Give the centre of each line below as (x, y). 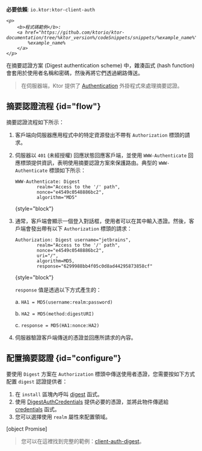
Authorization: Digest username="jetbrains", (73, 240)
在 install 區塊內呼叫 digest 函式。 (59, 394)
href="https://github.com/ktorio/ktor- (75, 32)
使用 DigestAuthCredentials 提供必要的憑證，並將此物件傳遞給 (92, 402)
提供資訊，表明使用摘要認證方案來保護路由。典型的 (94, 162)
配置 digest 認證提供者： (37, 381)
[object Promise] (27, 429)
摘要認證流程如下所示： (35, 122)
